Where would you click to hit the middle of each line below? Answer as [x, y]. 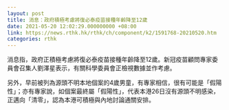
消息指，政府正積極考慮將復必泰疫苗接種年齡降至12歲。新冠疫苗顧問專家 [110, 60]
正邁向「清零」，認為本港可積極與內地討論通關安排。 [81, 100]
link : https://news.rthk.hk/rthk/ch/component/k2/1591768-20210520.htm [112, 33]
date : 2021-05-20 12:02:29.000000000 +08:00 [72, 26]
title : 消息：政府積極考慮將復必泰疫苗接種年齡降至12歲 [77, 20]
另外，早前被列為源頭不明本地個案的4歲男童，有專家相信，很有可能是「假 [112, 82]
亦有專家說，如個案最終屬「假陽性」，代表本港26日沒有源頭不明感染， [121, 91]
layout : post [26, 13]
